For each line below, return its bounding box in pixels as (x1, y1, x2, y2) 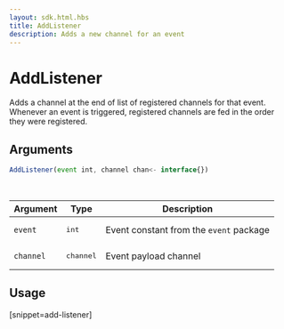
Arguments (9, 141, 74, 156)
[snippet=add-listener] (9, 309, 93, 320)
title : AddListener (9, 21, 82, 30)
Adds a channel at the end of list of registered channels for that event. (9, 97, 266, 108)
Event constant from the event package (105, 223, 270, 236)
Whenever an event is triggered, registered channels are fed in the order (9, 107, 274, 117)
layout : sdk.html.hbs (9, 12, 90, 22)
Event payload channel (105, 250, 201, 262)
